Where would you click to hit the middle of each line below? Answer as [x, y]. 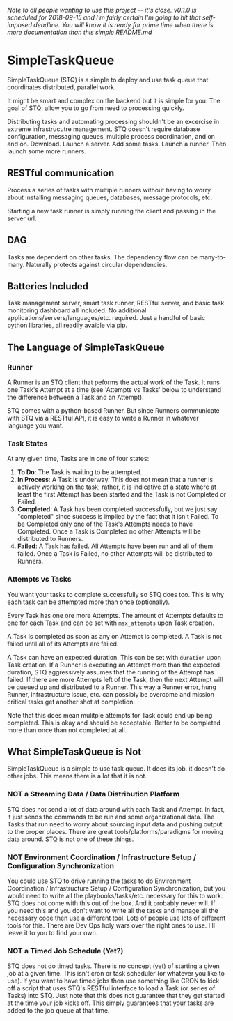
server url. [22, 218]
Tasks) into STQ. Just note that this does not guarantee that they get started [116, 996]
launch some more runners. [47, 151]
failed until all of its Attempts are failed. [63, 644]
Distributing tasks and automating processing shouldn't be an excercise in [113, 121]
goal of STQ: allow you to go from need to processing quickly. [96, 108]
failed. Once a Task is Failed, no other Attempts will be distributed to [115, 554]
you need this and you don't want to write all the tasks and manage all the [113, 911]
